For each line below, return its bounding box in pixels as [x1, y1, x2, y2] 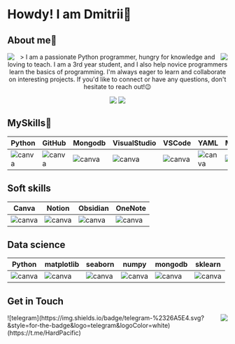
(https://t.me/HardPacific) [7, 329, 82, 337]
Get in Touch [7, 295, 64, 307]
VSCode [163, 138, 191, 148]
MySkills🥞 [7, 117, 52, 129]
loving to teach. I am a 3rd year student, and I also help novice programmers [7, 60, 228, 69]
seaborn [86, 259, 115, 269]
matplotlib [44, 259, 80, 269]
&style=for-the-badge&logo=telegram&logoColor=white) [7, 322, 171, 330]
